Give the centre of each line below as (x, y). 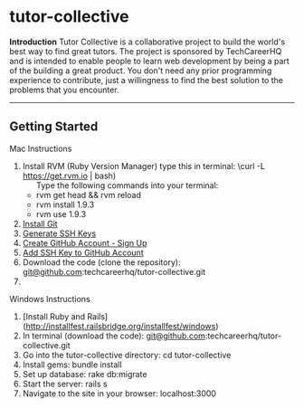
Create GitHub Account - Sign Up (85, 242)
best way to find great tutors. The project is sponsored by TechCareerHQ (146, 51)
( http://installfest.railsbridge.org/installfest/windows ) (120, 326)
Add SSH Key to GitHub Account (83, 252)
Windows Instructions (50, 299)
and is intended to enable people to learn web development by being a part (149, 61)
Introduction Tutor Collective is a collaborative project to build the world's (147, 42)
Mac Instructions (41, 148)
